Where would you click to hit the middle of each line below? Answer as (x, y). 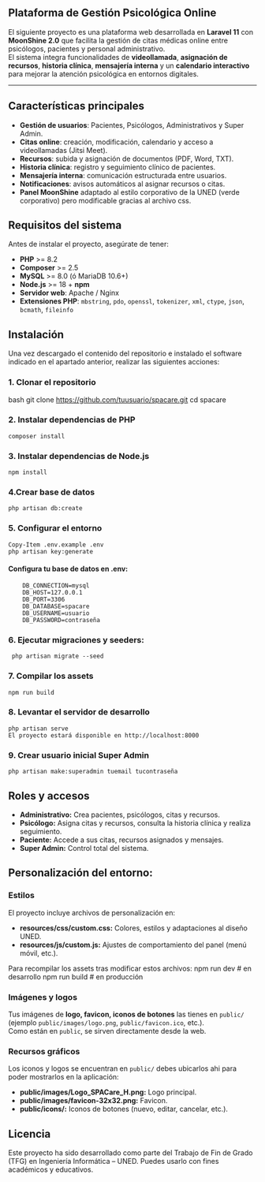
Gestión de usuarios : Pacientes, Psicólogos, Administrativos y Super (132, 125)
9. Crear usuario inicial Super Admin (79, 755)
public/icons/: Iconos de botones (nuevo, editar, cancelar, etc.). (124, 1109)
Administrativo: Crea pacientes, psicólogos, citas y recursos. (120, 815)
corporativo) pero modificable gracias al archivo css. (105, 200)
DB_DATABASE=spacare (56, 606)
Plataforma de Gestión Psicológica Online (112, 13)
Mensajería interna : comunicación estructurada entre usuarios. (123, 175)
